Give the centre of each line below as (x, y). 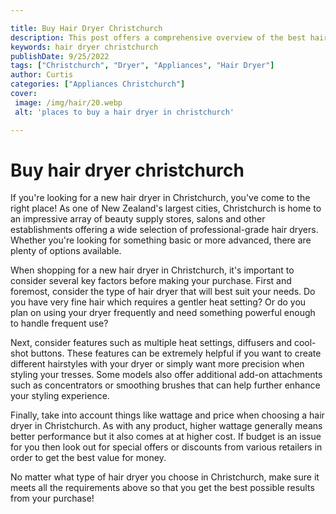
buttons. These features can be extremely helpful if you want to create (176, 353)
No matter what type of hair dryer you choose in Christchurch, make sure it (165, 477)
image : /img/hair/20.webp (68, 102)
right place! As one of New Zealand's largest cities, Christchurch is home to (166, 208)
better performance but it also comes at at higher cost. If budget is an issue (166, 437)
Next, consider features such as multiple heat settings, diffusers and (151, 343)
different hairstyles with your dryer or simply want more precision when (157, 364)
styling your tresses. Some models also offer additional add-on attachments (166, 375)
